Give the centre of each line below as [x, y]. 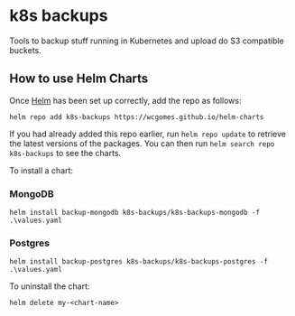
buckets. [26, 50]
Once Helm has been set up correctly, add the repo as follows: [125, 100]
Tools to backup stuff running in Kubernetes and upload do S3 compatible [147, 41]
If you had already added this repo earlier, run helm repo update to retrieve [148, 134]
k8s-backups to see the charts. [65, 153]
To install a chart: [41, 170]
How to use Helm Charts [79, 79]
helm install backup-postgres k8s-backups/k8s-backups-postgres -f [139, 262]
